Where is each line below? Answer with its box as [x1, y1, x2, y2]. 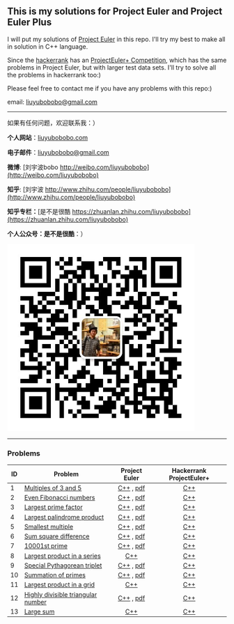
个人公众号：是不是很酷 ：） [7, 229, 87, 237]
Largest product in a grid [24, 581, 95, 589]
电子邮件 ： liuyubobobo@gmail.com [7, 148, 109, 156]
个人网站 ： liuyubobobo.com [7, 133, 88, 141]
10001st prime [24, 542, 68, 550]
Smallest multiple [24, 522, 74, 531]
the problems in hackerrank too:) [7, 70, 101, 79]
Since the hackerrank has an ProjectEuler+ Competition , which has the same [7, 56, 227, 64]
